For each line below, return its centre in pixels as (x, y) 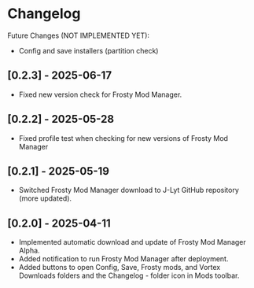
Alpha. (29, 251)
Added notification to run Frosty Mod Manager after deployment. (123, 259)
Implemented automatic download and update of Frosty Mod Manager (133, 242)
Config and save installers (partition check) (88, 50)
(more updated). (45, 198)
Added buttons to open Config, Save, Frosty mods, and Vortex (120, 268)
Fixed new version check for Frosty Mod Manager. (100, 94)
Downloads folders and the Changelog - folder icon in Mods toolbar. (129, 275)
